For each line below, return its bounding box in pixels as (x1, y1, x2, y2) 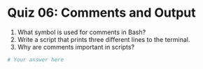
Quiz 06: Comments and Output (7, 5, 196, 21)
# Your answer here (7, 56, 64, 63)
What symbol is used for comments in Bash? (17, 28, 146, 36)
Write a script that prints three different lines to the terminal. (17, 35, 190, 43)
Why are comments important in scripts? (17, 43, 135, 51)
